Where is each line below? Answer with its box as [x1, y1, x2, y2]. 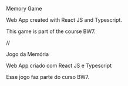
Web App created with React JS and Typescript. [6, 16, 122, 23]
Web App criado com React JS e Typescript [6, 62, 112, 69]
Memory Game [6, 5, 42, 12]
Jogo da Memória [6, 51, 49, 58]
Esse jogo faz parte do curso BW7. [6, 74, 90, 80]
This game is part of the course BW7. [6, 28, 96, 35]
